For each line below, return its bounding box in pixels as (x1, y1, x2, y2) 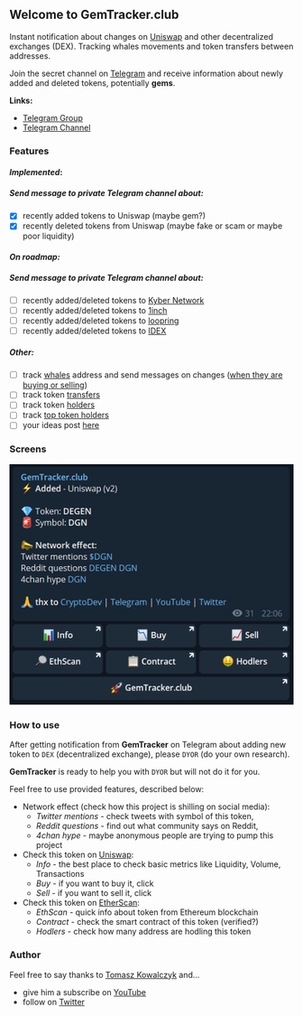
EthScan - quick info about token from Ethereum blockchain (35, 907, 259, 918)
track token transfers (22, 389, 101, 400)
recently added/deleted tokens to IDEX (22, 325, 167, 337)
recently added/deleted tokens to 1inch (22, 305, 168, 316)
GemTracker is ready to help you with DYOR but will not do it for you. (9, 767, 261, 778)
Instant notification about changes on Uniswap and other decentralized (9, 31, 273, 42)
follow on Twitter (22, 996, 86, 1007)
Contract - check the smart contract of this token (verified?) (35, 917, 259, 927)
